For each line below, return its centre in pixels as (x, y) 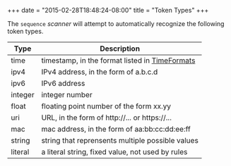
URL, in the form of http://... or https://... (106, 117)
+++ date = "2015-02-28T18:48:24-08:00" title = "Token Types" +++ (108, 10)
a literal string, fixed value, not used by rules (114, 152)
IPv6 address (63, 83)
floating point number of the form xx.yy (106, 106)
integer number (67, 95)
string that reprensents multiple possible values (120, 140)
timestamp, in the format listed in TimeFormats (118, 60)
